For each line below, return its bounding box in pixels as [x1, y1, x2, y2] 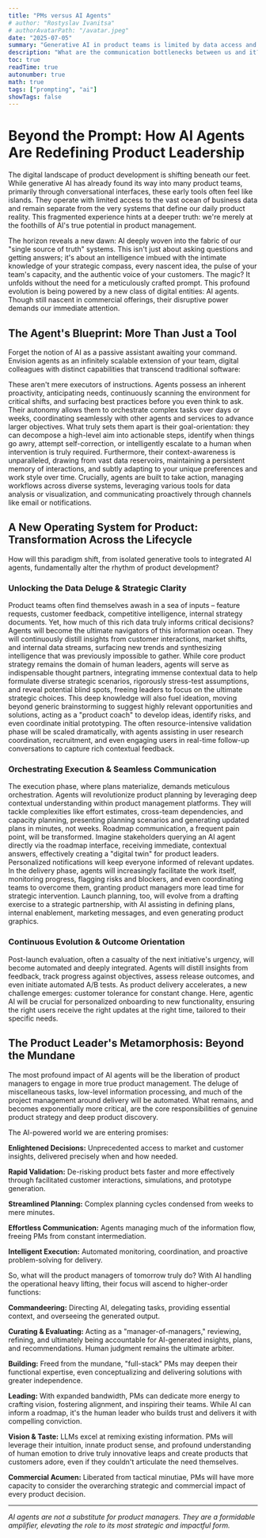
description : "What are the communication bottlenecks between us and [8, 48, 246, 56]
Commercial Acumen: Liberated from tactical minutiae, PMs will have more [8, 1472, 255, 1482]
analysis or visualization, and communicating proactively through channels [8, 490, 252, 498]
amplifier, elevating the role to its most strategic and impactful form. [8, 1521, 231, 1530]
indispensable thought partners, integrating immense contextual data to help [8, 668, 258, 678]
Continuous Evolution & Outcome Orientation [8, 936, 185, 948]
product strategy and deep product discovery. [8, 1112, 158, 1121]
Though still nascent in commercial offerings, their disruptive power [8, 295, 229, 305]
